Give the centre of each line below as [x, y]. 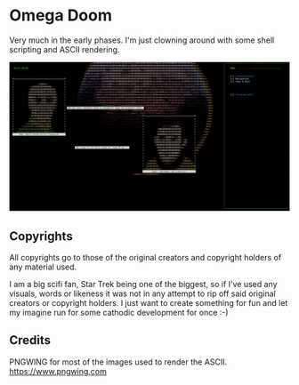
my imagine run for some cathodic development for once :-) [119, 312]
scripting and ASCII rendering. [65, 49]
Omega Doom [61, 16]
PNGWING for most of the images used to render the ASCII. [118, 362]
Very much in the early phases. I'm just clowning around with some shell [142, 40]
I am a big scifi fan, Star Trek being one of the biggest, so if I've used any [143, 284]
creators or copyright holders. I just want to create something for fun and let [149, 302]
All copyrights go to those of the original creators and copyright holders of [145, 257]
